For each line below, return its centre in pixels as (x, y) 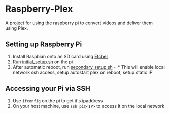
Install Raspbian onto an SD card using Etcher (60, 56)
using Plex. (17, 28)
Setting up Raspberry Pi (44, 44)
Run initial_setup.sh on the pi (43, 62)
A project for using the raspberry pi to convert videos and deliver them (79, 23)
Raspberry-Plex (39, 9)
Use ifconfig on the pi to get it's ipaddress (58, 101)
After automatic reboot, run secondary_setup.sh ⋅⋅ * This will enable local (89, 67)
